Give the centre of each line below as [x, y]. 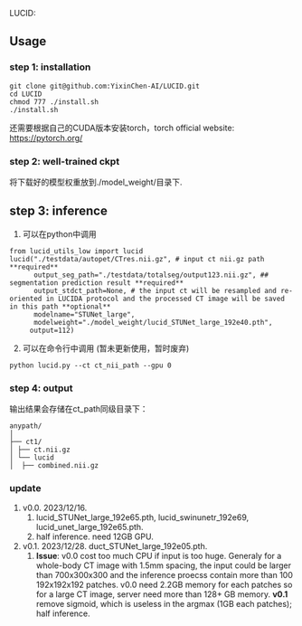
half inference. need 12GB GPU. [94, 536]
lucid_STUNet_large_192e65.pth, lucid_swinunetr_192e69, [142, 517]
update [25, 488]
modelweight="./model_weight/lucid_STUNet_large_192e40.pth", [153, 322]
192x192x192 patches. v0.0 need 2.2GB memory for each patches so [164, 585]
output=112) [52, 330]
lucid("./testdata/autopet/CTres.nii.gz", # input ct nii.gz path [137, 259]
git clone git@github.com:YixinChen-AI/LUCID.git [105, 86]
